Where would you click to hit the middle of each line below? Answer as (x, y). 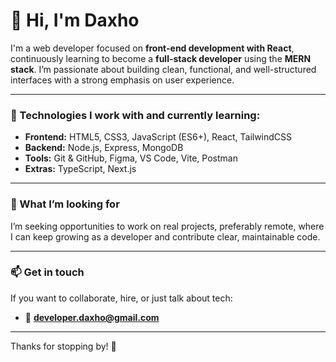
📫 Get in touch (47, 272)
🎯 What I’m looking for (65, 204)
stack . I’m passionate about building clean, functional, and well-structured (163, 69)
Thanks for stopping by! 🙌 (63, 346)
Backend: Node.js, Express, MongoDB (104, 148)
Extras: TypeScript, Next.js (80, 169)
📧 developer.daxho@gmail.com (92, 317)
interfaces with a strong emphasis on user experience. (122, 80)
